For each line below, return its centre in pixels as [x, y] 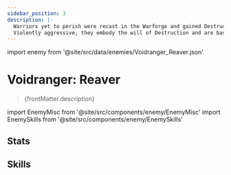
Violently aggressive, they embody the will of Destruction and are [113, 33]
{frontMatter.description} [59, 99]
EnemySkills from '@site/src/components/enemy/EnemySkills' [95, 119]
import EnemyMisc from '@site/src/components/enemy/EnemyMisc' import [114, 112]
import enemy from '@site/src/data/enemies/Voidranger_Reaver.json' [106, 52]
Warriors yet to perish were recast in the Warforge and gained [107, 26]
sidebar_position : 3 [37, 13]
